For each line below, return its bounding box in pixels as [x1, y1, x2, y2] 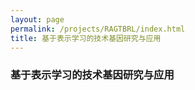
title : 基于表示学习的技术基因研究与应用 [10, 33, 162, 43]
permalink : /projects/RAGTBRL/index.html [10, 24, 186, 34]
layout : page [10, 14, 65, 25]
